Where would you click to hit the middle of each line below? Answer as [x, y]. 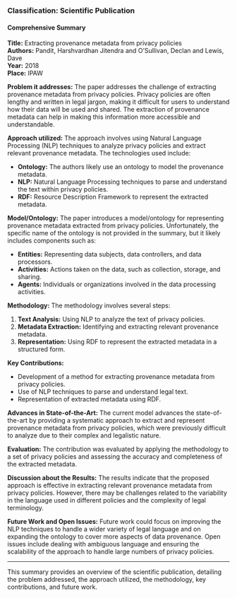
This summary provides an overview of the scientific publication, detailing [115, 572]
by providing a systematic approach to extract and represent [117, 421]
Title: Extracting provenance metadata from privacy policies [95, 43]
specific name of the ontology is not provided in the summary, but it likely [114, 233]
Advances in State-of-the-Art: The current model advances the [101, 413]
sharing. [30, 277]
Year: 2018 [23, 66]
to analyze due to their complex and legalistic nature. [84, 435]
